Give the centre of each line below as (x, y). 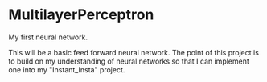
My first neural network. (48, 37)
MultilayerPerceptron (81, 15)
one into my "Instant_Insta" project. (67, 69)
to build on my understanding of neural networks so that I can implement (129, 61)
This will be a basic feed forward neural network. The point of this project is (134, 52)
